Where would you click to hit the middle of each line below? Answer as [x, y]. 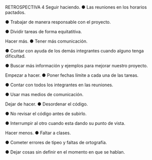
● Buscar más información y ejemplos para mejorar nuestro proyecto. [76, 66]
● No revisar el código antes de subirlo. [46, 114]
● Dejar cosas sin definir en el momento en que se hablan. [65, 152]
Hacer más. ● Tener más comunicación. [46, 41]
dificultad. [15, 56]
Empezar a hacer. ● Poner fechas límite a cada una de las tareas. [72, 75]
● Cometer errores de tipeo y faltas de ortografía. [56, 142]
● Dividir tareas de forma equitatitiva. [44, 31]
